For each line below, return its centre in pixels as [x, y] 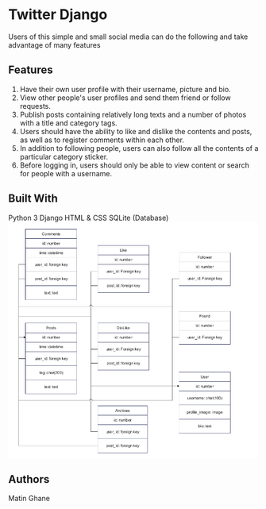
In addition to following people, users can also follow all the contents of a [139, 148]
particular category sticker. [64, 156]
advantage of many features [54, 44]
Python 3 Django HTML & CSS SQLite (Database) [89, 218]
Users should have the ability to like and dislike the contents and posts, [136, 131]
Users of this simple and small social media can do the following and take [128, 37]
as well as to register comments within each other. [102, 140]
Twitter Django [58, 15]
